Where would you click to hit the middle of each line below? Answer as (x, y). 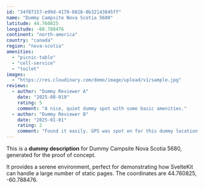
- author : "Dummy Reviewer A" (50, 92)
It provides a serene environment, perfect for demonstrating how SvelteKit (100, 167)
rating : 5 (30, 103)
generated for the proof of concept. (51, 155)
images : (16, 74)
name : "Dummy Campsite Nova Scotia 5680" (60, 18)
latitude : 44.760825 (33, 23)
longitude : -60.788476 (35, 29)
